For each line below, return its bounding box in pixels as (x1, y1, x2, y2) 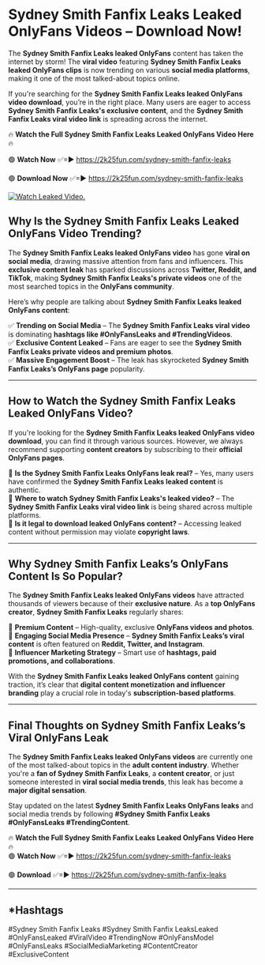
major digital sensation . (8, 786, 88, 795)
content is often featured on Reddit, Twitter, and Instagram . (8, 639, 205, 649)
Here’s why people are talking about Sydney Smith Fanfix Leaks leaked (8, 296, 242, 306)
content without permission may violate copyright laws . (8, 527, 190, 537)
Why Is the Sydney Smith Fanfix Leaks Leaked (8, 215, 240, 228)
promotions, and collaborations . (8, 656, 116, 665)
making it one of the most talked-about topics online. (8, 74, 180, 83)
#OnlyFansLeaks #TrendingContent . (8, 818, 130, 827)
